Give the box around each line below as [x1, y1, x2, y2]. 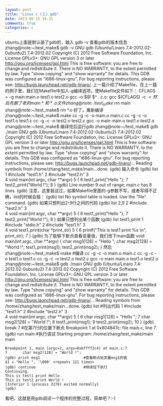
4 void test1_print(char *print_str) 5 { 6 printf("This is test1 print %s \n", [5, 227, 147, 233]
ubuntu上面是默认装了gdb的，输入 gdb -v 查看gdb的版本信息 [5, 40, 127, 45]
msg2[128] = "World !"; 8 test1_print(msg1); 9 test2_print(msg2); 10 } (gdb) [5, 319, 154, 325]
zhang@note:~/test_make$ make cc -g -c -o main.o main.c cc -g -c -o [5, 112, 147, 118]
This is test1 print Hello [5, 373, 60, 378]
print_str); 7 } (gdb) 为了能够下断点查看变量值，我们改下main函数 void [5, 233, 145, 238]
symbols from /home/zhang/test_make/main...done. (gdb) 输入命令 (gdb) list [5, 166, 158, 171]
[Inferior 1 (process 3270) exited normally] [5, 382, 99, 386]
